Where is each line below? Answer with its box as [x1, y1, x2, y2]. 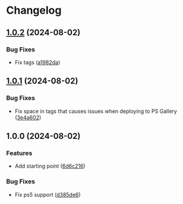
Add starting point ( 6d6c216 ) [14, 162, 86, 170]
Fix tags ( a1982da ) [14, 58, 61, 66]
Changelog [6, 4, 62, 17]
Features [6, 149, 33, 157]
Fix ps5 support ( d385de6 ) [14, 191, 81, 198]
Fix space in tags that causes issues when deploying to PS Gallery [14, 107, 177, 115]
